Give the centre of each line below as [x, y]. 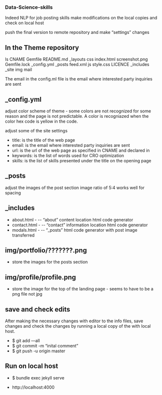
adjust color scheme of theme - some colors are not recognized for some [78, 111]
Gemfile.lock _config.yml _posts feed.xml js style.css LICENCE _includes [77, 64]
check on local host [25, 23]
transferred [23, 235]
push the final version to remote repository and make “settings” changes [77, 32]
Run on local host [32, 366]
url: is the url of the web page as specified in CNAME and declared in [81, 150]
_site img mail [19, 70]
